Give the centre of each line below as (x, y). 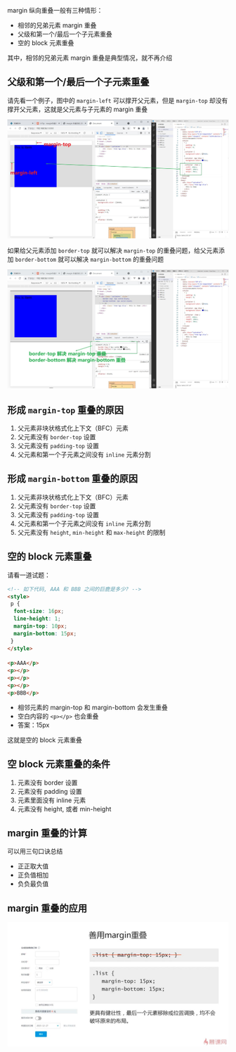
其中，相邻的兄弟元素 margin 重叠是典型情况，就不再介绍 (90, 58)
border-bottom (36, 260)
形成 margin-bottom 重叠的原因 (73, 479)
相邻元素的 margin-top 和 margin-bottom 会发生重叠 (93, 707)
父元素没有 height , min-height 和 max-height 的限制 (91, 532)
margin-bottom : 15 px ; (45, 633)
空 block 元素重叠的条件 (59, 765)
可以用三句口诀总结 (35, 851)
